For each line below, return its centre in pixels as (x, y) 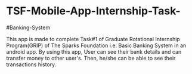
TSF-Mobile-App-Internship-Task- (93, 11)
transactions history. (31, 64)
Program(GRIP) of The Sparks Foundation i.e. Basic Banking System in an (96, 45)
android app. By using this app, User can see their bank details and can (94, 51)
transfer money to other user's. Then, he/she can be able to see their (91, 58)
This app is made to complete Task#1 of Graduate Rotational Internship (93, 39)
